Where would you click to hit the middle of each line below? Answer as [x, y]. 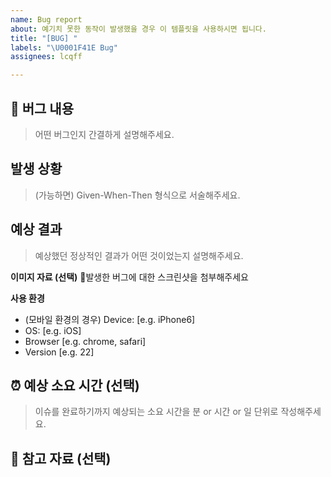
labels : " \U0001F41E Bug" [64, 47]
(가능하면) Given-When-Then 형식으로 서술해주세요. [137, 195]
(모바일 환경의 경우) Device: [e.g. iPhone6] [110, 319]
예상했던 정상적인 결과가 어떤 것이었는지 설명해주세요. [139, 255]
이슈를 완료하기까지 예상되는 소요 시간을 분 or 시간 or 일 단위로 [156, 412]
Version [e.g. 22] [59, 352]
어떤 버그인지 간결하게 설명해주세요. [104, 134]
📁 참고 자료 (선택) [61, 458]
